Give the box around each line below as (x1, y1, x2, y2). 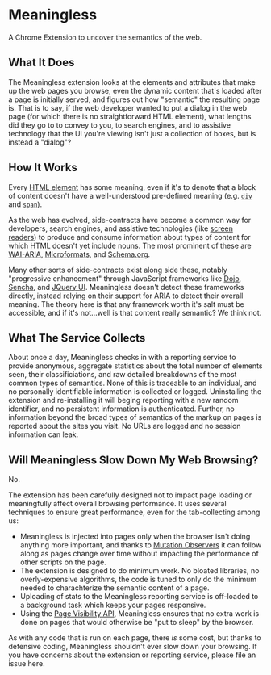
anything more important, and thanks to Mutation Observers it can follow (19, 540, 262, 550)
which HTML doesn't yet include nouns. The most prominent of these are (8, 241, 252, 250)
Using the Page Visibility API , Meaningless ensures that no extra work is (19, 609, 260, 618)
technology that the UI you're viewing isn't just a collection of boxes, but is (8, 128, 256, 138)
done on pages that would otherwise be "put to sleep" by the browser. (19, 618, 254, 627)
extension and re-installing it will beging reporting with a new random (8, 396, 239, 405)
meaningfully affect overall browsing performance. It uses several (8, 499, 227, 509)
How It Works (8, 161, 78, 174)
